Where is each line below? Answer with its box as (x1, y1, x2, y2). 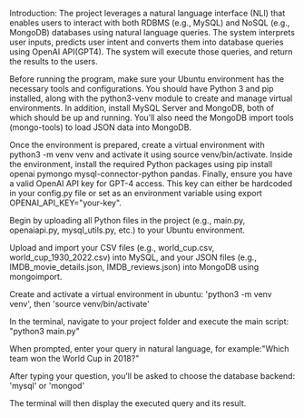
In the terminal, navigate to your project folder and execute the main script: (9, 316, 289, 326)
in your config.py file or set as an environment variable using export (9, 188, 263, 198)
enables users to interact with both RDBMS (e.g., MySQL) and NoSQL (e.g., (9, 17, 290, 28)
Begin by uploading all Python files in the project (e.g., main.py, (9, 215, 246, 225)
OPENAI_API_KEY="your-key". (9, 197, 123, 208)
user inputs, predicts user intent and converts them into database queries (9, 36, 284, 47)
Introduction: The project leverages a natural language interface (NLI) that (9, 8, 286, 18)
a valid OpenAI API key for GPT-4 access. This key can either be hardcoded (9, 178, 293, 189)
